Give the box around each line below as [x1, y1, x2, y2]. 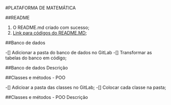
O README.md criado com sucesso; [12, 24, 89, 30]
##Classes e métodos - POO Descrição [5, 94, 88, 100]
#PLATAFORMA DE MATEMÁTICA [5, 5, 76, 11]
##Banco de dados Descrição [5, 65, 68, 71]
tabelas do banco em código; [5, 55, 67, 61]
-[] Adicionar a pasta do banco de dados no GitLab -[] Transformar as [5, 50, 152, 55]
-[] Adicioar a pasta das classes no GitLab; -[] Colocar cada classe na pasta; [5, 84, 166, 90]
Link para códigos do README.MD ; [12, 30, 87, 36]
